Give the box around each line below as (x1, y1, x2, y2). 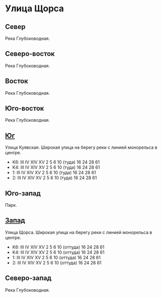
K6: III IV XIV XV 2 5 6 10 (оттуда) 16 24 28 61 (12, 244, 105, 250)
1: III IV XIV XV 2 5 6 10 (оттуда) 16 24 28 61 (12, 254, 101, 260)
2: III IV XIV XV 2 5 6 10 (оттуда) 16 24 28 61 (12, 260, 102, 266)
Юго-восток (5, 104, 44, 113)
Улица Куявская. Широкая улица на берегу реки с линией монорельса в (5, 144, 158, 150)
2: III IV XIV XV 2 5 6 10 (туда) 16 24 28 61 (12, 175, 97, 181)
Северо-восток (5, 50, 55, 58)
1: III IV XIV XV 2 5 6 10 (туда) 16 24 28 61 (12, 170, 96, 176)
